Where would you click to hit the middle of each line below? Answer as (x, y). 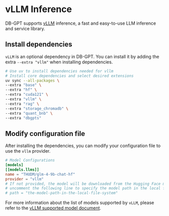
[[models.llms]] (22, 170)
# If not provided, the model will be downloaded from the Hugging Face (83, 184)
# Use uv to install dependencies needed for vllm (59, 71)
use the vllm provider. (28, 151)
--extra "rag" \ (22, 104)
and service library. (25, 28)
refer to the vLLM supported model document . (53, 208)
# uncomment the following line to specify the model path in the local (83, 188)
